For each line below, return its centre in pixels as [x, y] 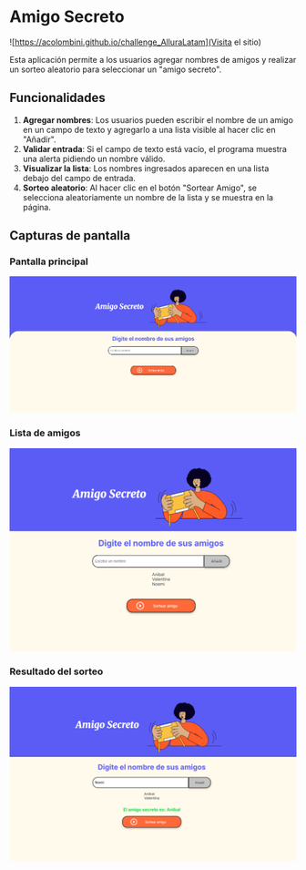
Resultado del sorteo [56, 671]
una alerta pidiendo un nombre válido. [94, 159]
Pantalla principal [49, 261]
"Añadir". [39, 139]
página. [37, 207]
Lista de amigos [45, 433]
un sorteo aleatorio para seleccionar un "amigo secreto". [116, 69]
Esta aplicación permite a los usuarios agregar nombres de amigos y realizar [153, 59]
